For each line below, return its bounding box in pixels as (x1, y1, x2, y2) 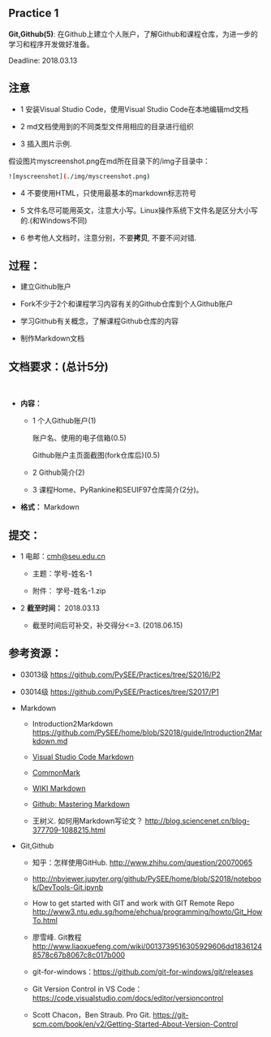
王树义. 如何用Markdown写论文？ (32, 816, 144, 826)
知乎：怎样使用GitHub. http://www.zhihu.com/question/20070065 (32, 857, 253, 867)
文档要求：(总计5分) (8, 359, 109, 373)
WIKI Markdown (32, 783, 87, 793)
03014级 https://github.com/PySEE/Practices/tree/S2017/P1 (19, 687, 219, 696)
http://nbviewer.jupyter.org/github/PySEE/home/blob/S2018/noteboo (32, 874, 262, 883)
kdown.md (32, 735, 68, 746)
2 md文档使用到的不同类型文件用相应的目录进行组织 (19, 121, 195, 131)
